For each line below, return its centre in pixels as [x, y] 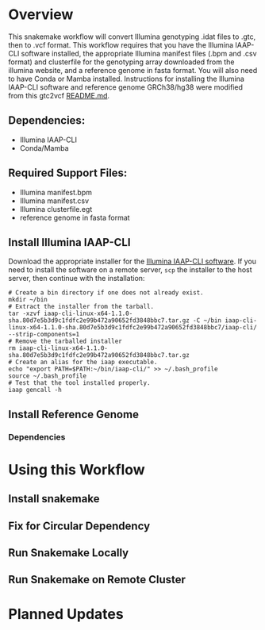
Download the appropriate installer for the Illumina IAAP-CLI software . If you [132, 261]
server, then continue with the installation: [77, 279]
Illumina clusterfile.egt [56, 209]
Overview [41, 15]
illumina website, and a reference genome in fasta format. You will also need [133, 70]
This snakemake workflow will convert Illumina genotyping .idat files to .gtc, [132, 36]
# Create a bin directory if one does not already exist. [106, 293]
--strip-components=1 [44, 335]
